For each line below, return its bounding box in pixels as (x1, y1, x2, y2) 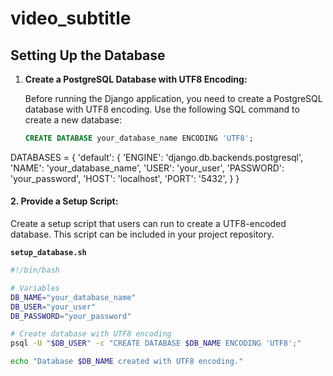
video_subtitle (10, 7, 132, 30)
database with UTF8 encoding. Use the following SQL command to (24, 103, 300, 115)
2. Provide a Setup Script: (10, 195, 119, 207)
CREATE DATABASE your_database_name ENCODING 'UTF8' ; (24, 133, 254, 143)
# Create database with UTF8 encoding (10, 329, 172, 339)
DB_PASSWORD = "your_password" (10, 311, 132, 321)
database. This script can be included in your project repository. (10, 228, 275, 241)
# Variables (10, 283, 60, 293)
